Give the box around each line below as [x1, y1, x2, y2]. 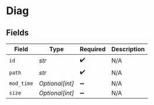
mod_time [9, 80, 34, 87]
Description [111, 45, 145, 53]
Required [79, 45, 106, 53]
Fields [6, 28, 29, 38]
